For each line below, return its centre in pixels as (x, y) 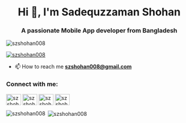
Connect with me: (32, 84)
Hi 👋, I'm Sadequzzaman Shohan (99, 12)
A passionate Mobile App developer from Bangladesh (99, 31)
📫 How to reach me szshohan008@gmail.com (73, 67)
